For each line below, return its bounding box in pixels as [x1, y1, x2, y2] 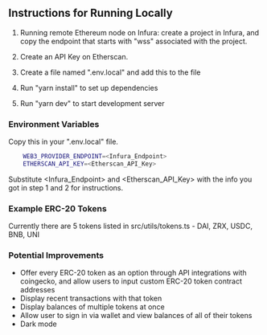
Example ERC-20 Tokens [8, 202, 107, 214]
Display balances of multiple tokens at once [19, 302, 165, 312]
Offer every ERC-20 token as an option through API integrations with [19, 268, 247, 278]
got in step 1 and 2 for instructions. [8, 182, 123, 192]
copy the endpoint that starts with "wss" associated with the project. [19, 36, 248, 46]
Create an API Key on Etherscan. [19, 51, 129, 61]
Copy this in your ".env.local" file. [8, 137, 119, 147]
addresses [19, 285, 55, 295]
